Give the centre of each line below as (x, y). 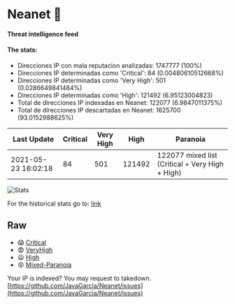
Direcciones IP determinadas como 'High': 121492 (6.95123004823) (115, 95)
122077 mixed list (187, 155)
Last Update (34, 139)
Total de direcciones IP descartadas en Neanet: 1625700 (99, 110)
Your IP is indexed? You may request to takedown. (79, 278)
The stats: (22, 50)
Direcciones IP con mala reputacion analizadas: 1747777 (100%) (109, 65)
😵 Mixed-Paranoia (44, 264)
